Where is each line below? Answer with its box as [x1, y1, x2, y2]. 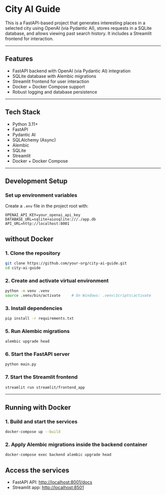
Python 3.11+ [12, 121, 39, 127]
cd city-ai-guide [5, 265, 41, 271]
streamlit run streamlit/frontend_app [5, 385, 85, 390]
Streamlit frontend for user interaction [12, 78, 89, 84]
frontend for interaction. [5, 36, 54, 42]
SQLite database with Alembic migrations [12, 73, 96, 79]
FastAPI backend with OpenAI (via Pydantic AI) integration [12, 68, 131, 74]
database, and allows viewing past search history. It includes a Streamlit [5, 30, 152, 36]
